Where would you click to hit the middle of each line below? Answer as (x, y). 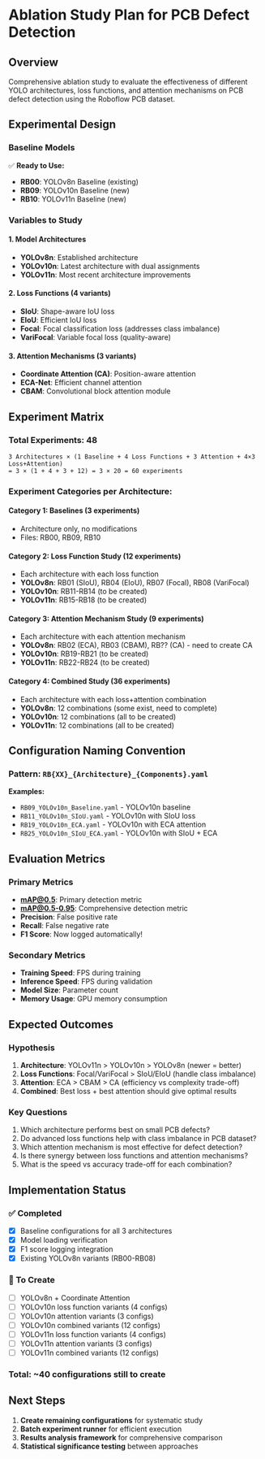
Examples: (26, 792)
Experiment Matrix (56, 417)
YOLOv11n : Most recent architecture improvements (105, 275)
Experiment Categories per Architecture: (90, 491)
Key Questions (38, 1112)
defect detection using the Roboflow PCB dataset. (92, 99)
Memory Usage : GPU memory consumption (94, 999)
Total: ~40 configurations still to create (87, 1374)
